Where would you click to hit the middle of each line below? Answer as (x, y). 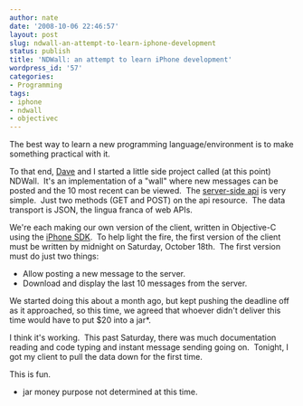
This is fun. (30, 374)
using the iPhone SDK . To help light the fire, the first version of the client (145, 237)
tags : (19, 93)
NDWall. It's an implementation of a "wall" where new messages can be (144, 181)
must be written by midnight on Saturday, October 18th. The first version (145, 247)
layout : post (34, 34)
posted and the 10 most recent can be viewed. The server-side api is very (148, 191)
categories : (32, 77)
